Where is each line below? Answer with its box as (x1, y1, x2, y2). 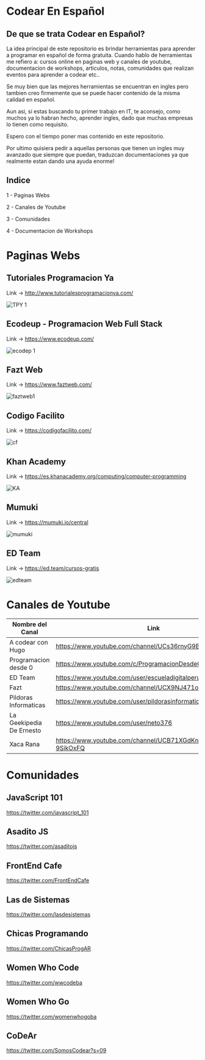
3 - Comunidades (6, 215, 51, 222)
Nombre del (12, 620, 48, 629)
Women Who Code (6, 963, 79, 973)
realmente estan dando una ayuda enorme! (6, 157, 115, 165)
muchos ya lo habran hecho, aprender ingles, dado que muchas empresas (6, 115, 193, 121)
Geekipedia (9, 718, 43, 727)
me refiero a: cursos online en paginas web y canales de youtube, (6, 58, 172, 65)
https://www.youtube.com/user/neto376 (56, 718, 173, 727)
